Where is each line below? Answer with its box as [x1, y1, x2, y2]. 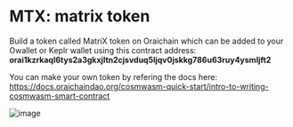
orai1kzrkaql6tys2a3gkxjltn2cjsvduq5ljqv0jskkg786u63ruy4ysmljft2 [9, 54, 272, 65]
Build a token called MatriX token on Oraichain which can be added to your [9, 36, 284, 46]
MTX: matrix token [9, 6, 151, 27]
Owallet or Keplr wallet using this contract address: [9, 44, 197, 55]
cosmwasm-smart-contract [9, 91, 110, 101]
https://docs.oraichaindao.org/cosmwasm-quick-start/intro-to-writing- [9, 81, 269, 91]
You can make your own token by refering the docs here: [9, 71, 218, 82]
